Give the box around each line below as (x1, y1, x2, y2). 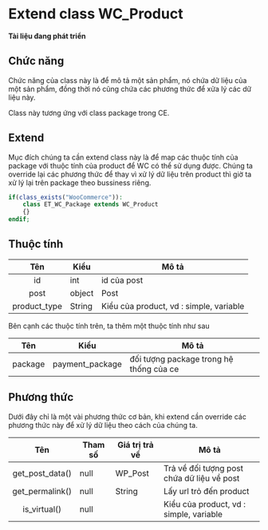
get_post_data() (12, 468, 72, 479)
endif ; (8, 216, 30, 223)
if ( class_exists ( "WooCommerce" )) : (8, 193, 124, 201)
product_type (12, 300, 62, 311)
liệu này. (8, 93, 36, 102)
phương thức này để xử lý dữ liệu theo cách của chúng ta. (8, 420, 198, 429)
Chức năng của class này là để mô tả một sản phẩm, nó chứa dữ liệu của (8, 75, 247, 85)
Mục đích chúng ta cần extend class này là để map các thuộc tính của (8, 152, 238, 162)
